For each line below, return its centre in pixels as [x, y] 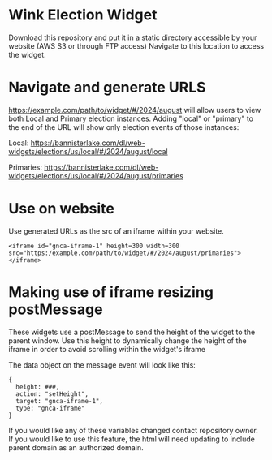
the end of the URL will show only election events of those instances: [124, 127]
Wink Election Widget [83, 15]
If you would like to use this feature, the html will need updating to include [132, 439]
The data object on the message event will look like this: [102, 365]
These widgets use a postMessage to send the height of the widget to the [132, 332]
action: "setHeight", [52, 394]
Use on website [62, 209]
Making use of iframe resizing [111, 292]
